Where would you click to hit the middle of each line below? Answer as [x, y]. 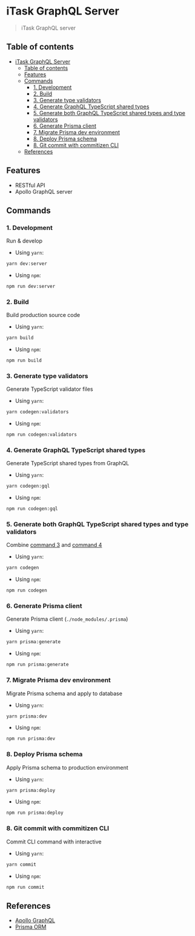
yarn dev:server [27, 264]
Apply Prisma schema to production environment [67, 767]
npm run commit [25, 887]
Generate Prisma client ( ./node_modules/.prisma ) [67, 619]
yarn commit [21, 864]
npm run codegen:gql [32, 509]
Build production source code [43, 315]
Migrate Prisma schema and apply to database [64, 693]
